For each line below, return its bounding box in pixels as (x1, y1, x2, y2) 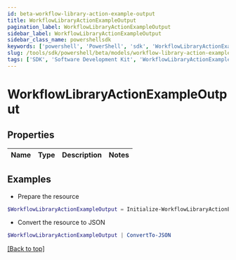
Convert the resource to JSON (17, 219, 105, 227)
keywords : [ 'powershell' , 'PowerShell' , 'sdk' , (7, 43, 150, 50)
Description (62, 150, 102, 160)
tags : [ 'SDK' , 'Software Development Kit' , (7, 56, 137, 63)
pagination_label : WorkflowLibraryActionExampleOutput (7, 23, 171, 30)
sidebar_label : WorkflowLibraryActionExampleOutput (7, 30, 162, 37)
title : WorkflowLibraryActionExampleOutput (7, 17, 137, 24)
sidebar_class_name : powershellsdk (7, 37, 112, 44)
